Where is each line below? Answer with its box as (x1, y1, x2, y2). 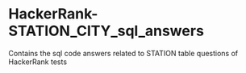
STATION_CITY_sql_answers (8, 22, 204, 40)
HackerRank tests (8, 57, 67, 67)
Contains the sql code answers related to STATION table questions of (8, 48, 239, 58)
